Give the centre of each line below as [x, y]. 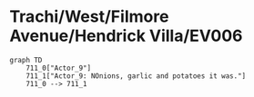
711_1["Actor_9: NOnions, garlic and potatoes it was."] [136, 76]
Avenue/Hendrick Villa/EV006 [126, 36]
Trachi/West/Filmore [89, 17]
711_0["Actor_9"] [59, 68]
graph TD [26, 60]
